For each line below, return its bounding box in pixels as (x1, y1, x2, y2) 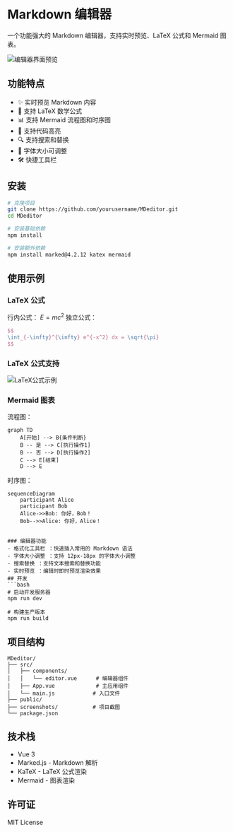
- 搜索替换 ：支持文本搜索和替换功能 (7, 560, 101, 568)
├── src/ (7, 662, 33, 669)
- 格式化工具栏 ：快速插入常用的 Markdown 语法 (7, 545, 133, 552)
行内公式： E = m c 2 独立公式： (7, 312, 97, 322)
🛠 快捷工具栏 (17, 155, 57, 163)
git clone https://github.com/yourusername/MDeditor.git (7, 206, 179, 213)
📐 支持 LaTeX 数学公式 (17, 107, 83, 115)
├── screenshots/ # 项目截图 (7, 704, 121, 711)
